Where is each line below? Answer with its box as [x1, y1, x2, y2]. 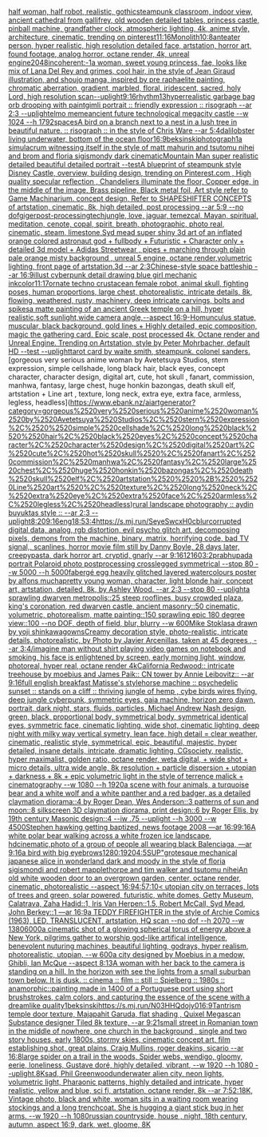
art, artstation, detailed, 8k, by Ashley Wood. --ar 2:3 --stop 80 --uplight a [8, 584, 250, 594]
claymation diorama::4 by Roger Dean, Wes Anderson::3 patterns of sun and [8, 797, 259, 806]
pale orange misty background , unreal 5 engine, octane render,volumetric [8, 253, 253, 262]
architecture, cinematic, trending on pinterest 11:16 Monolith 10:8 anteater [8, 32, 241, 42]
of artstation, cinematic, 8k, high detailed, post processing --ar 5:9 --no [8, 202, 244, 211]
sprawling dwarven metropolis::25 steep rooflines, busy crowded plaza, [8, 593, 244, 602]
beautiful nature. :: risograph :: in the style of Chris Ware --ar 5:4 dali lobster [8, 126, 255, 135]
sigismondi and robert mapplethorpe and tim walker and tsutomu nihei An [8, 865, 248, 874]
